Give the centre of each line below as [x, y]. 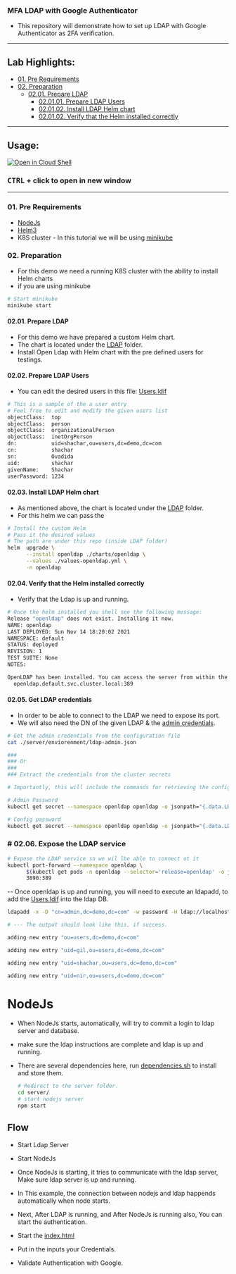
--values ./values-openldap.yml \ [77, 561]
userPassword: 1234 [36, 476]
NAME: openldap [29, 625]
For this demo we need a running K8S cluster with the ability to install [118, 271]
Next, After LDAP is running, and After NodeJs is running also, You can [120, 1214]
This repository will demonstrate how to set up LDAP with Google [112, 26]
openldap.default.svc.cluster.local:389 [73, 684]
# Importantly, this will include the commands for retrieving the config [119, 788]
